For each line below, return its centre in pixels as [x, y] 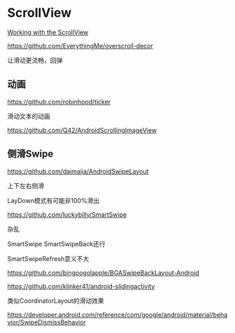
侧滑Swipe [30, 154]
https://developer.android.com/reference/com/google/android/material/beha [117, 314]
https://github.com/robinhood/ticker [59, 101]
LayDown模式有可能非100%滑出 [54, 200]
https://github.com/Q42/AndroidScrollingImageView [82, 130]
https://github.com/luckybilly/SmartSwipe [67, 214]
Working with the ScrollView [48, 32]
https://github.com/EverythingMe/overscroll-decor [80, 45]
